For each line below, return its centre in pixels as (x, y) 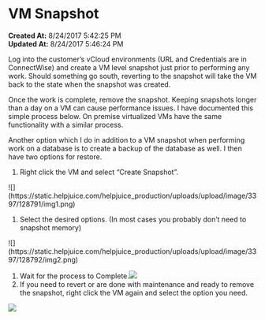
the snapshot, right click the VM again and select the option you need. (134, 292)
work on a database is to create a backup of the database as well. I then (125, 148)
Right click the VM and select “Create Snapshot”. (99, 172)
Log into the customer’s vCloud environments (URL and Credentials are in (127, 59)
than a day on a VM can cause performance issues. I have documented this (131, 108)
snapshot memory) (50, 227)
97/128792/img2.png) (43, 259)
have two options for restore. (55, 156)
